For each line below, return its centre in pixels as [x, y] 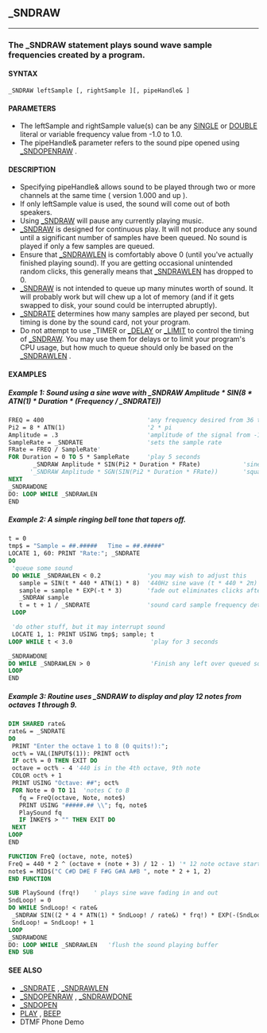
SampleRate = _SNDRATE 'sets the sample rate [115, 442]
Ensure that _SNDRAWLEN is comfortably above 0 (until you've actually [136, 254]
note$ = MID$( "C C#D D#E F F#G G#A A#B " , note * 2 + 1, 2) [110, 871]
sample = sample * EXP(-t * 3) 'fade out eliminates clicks [131, 590]
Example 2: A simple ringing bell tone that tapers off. [97, 519]
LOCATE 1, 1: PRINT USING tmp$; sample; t [83, 634]
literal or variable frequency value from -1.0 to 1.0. [101, 134]
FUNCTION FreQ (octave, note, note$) [71, 856]
